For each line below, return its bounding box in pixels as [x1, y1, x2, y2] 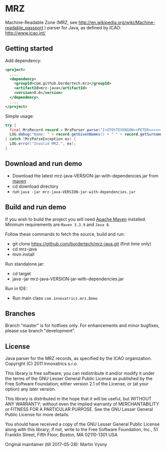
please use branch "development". [5, 328, 76, 334]
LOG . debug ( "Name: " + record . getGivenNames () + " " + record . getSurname [9, 132, 163, 137]
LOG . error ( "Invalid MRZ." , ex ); [9, 141, 77, 147]
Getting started [5, 44, 53, 53]
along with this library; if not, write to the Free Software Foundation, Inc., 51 [5, 427, 158, 433]
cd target [12, 270, 31, 276]
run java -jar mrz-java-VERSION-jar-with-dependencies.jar [12, 188, 136, 194]
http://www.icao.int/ [5, 30, 46, 36]
